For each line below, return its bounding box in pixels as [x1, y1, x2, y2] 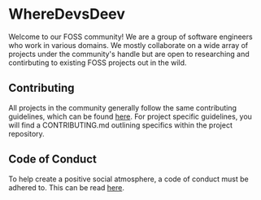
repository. [8, 128, 45, 138]
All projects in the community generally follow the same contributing [8, 102, 237, 112]
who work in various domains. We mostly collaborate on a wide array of [8, 40, 249, 50]
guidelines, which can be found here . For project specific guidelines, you [8, 111, 252, 121]
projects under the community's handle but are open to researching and [8, 49, 250, 59]
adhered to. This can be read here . [8, 182, 124, 192]
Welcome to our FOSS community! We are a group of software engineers [8, 32, 254, 41]
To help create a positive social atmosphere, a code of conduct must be [8, 174, 250, 184]
